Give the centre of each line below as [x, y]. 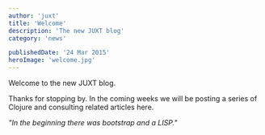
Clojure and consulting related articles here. [81, 107]
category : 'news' [38, 38]
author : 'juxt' [34, 16]
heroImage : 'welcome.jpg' [52, 60]
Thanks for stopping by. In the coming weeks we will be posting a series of [133, 98]
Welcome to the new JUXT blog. [62, 83]
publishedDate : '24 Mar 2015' [59, 53]
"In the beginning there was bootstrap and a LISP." [93, 123]
